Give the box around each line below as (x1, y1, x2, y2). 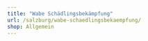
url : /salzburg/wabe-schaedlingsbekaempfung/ (7, 17, 141, 24)
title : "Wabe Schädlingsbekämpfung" (7, 10, 113, 17)
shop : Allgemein (7, 23, 54, 30)
